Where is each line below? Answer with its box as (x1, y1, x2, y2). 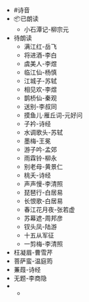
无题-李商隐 (13, 274, 47, 282)
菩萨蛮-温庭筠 (13, 257, 53, 265)
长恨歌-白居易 (23, 197, 64, 205)
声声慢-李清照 (23, 180, 64, 187)
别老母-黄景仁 (23, 163, 64, 170)
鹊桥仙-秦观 (23, 94, 58, 102)
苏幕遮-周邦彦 (23, 214, 64, 222)
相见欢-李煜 (23, 85, 58, 93)
